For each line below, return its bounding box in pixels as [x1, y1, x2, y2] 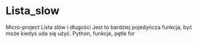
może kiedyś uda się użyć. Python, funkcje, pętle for [5, 29, 136, 37]
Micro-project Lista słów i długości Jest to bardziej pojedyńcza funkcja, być [5, 24, 193, 31]
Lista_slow [5, 4, 59, 18]
